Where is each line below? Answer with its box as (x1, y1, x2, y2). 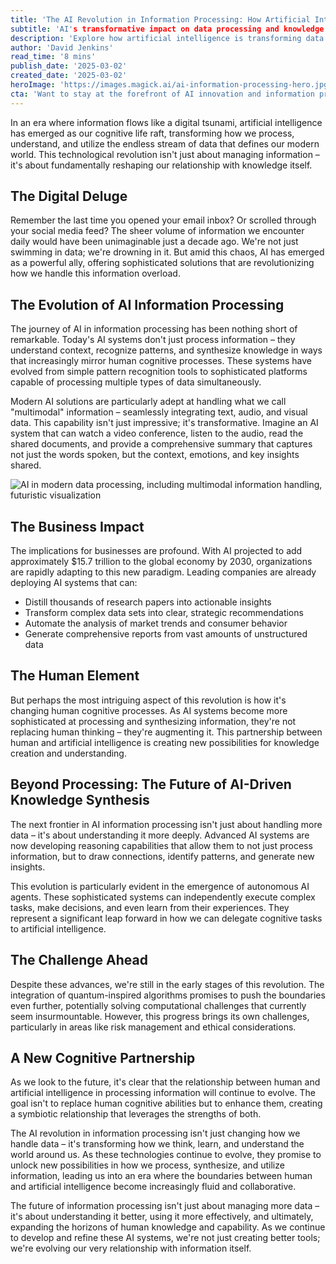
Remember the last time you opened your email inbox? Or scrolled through (10, 214, 317, 226)
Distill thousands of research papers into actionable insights (24, 596, 272, 608)
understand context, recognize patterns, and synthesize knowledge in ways (10, 344, 323, 356)
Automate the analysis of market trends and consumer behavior (24, 617, 288, 630)
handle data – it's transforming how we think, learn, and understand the (10, 1138, 305, 1150)
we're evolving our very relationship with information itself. (10, 1242, 252, 1255)
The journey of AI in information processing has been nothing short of (10, 323, 298, 335)
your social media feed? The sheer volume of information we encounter (10, 225, 305, 237)
